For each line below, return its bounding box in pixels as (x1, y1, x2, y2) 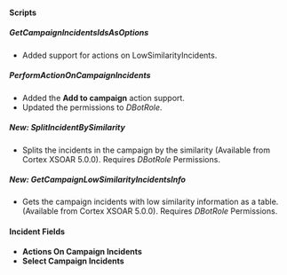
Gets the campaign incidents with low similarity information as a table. (21, 196, 279, 208)
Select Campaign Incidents (21, 255, 124, 266)
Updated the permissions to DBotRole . (21, 102, 163, 113)
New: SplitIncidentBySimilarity (9, 122, 126, 133)
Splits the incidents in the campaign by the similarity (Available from (21, 145, 271, 155)
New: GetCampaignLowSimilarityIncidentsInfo (9, 174, 187, 185)
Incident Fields (9, 226, 65, 237)
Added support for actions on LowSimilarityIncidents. (21, 50, 218, 60)
